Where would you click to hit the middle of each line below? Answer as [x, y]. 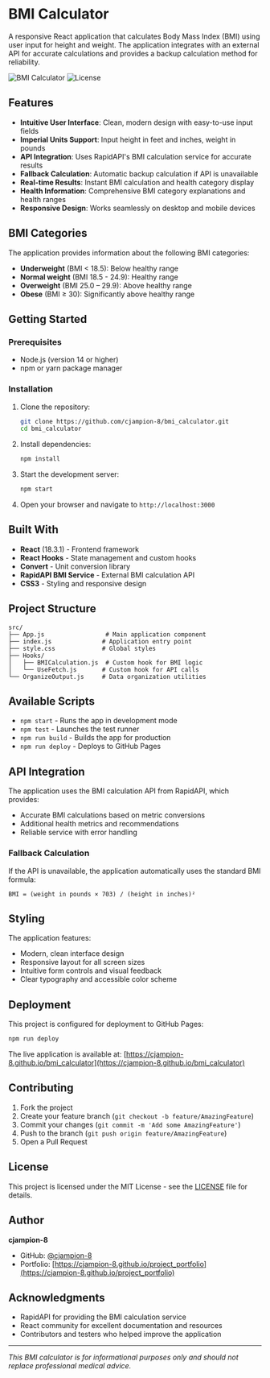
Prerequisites [35, 341]
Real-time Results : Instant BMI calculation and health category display [137, 182]
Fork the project [47, 1107]
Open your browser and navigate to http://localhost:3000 [117, 505]
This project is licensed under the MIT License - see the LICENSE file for [128, 1186]
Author [26, 1221]
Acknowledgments [57, 1297]
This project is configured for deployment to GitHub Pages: [106, 1024]
